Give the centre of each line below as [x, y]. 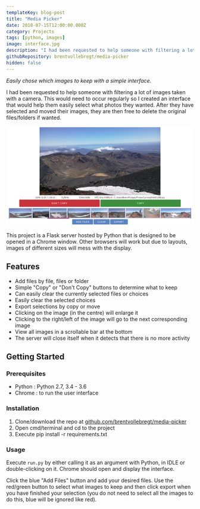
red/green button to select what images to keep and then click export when [99, 486]
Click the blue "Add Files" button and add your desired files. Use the [90, 480]
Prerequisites [26, 374]
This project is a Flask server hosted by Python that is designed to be [91, 235]
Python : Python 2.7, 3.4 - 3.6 [51, 387]
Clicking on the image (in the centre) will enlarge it [76, 312]
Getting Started [35, 357]
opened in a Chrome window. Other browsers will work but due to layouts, [97, 241]
